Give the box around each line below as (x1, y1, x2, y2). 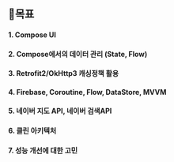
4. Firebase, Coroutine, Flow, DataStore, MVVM (8, 87, 167, 96)
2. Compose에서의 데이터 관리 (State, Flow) (8, 49, 148, 58)
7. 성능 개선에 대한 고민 (8, 145, 78, 155)
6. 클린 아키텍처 (8, 126, 57, 135)
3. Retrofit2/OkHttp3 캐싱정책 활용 (8, 69, 119, 78)
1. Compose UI (8, 30, 57, 40)
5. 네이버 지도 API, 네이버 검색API (8, 106, 112, 116)
